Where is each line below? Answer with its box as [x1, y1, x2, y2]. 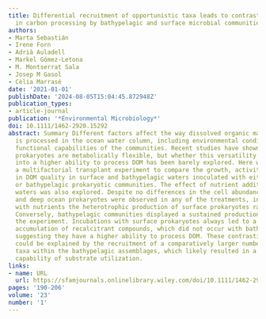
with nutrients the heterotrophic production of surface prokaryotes [15, 203, 249, 211]
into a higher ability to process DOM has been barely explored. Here [15, 159, 253, 167]
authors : [8, 26, 37, 34]
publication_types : [8, 100, 73, 108]
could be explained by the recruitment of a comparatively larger [15, 240, 239, 248]
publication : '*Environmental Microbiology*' [8, 115, 161, 123]
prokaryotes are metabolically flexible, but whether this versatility [15, 151, 257, 159]
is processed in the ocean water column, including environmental [15, 136, 239, 145]
